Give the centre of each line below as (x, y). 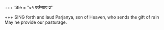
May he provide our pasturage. (36, 22)
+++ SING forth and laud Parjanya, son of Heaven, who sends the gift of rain (82, 17)
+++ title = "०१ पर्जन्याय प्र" (29, 7)
